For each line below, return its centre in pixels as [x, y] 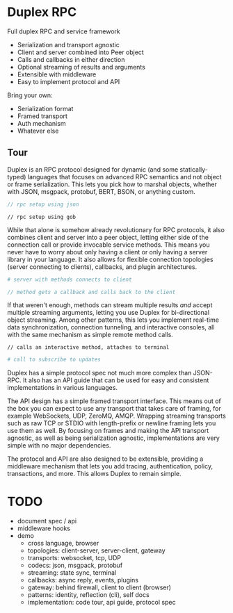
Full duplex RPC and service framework [64, 31]
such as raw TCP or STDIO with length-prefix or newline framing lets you [112, 423]
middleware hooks [44, 528]
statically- [194, 169]
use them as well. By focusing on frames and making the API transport [108, 431]
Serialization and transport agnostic [69, 44]
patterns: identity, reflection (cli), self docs [88, 595]
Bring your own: [30, 95]
